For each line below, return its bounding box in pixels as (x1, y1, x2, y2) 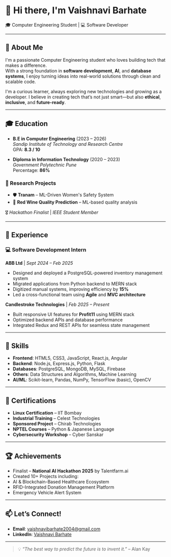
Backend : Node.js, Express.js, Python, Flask (12, 361, 106, 367)
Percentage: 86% (12, 167, 50, 173)
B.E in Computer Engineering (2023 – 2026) (12, 135, 107, 142)
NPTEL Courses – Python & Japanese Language (12, 426, 115, 433)
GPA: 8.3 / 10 (12, 146, 41, 153)
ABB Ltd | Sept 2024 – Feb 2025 (5, 260, 73, 266)
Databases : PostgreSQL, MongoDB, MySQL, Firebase (12, 366, 126, 372)
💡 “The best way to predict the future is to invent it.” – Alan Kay (17, 546, 151, 552)
